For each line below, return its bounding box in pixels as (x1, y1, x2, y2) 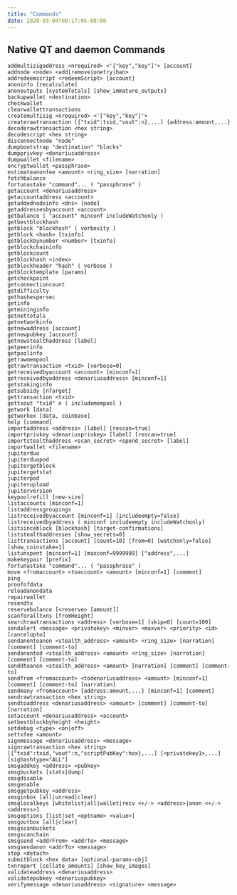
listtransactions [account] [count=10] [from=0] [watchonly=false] (7, 537, 212, 545)
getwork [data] (7, 406, 53, 414)
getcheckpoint (7, 275, 50, 282)
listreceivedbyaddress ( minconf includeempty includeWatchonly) (7, 519, 205, 526)
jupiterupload (7, 481, 50, 489)
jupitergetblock (7, 462, 56, 470)
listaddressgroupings (7, 506, 72, 514)
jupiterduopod (7, 456, 50, 464)
